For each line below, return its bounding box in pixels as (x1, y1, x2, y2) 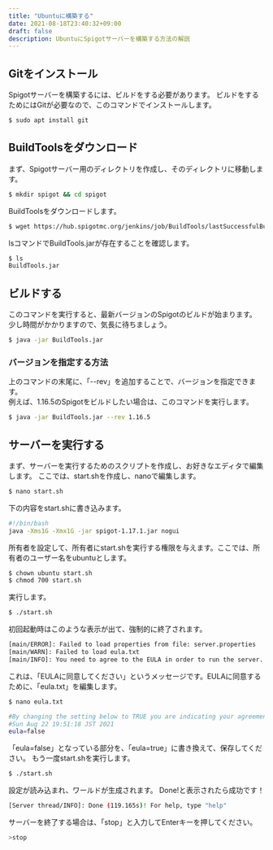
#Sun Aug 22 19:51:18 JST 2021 (8, 720, 115, 728)
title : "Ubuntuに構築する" (8, 11, 93, 20)
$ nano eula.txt (8, 697, 63, 706)
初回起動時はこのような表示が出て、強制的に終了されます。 (8, 624, 207, 634)
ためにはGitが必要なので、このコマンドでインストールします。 (8, 100, 217, 110)
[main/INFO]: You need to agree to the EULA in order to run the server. (8, 656, 264, 664)
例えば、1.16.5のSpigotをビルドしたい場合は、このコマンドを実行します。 (8, 397, 253, 407)
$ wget (8, 222, 31, 230)
